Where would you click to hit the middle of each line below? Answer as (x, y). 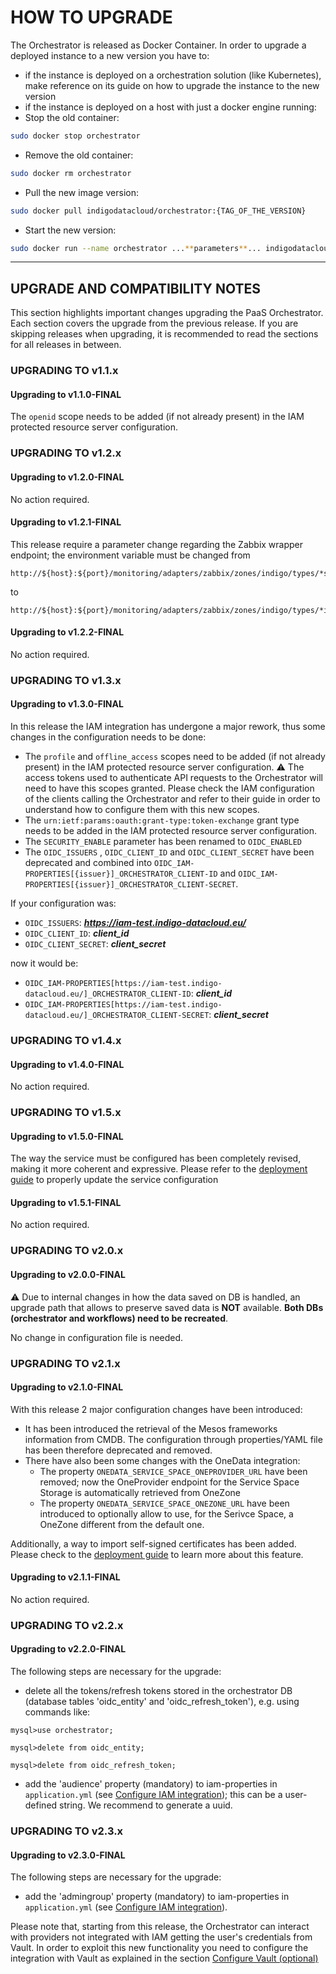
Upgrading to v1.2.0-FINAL (67, 477)
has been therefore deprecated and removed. (118, 1450)
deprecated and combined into (88, 863)
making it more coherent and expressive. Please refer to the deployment (159, 1169)
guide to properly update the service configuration (114, 1180)
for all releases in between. (66, 345)
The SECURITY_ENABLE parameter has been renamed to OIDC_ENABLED (163, 842)
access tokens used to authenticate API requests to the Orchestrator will (173, 778)
